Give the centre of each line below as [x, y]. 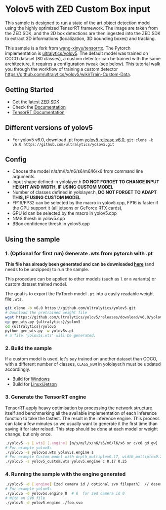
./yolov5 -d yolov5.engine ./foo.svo [44, 503]
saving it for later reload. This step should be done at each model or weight [82, 429]
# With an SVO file [25, 498]
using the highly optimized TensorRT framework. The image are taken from [82, 28]
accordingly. [18, 369]
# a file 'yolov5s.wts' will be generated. [51, 336]
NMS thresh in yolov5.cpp [39, 219]
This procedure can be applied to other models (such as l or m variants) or [81, 279]
